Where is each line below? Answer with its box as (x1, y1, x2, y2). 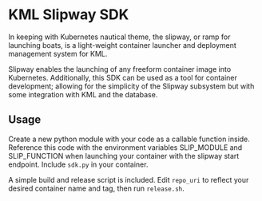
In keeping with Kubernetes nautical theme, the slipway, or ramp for (8, 32, 231, 41)
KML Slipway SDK (8, 6, 129, 24)
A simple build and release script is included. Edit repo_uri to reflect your (8, 175, 249, 184)
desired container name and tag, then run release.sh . (8, 183, 185, 193)
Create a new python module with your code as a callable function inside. (8, 134, 250, 144)
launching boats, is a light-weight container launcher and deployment (8, 40, 237, 49)
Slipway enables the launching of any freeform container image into (8, 64, 232, 73)
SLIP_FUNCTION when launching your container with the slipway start (8, 151, 240, 160)
